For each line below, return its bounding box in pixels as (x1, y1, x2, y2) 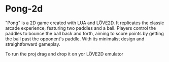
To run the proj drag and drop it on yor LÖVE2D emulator (5, 51, 123, 57)
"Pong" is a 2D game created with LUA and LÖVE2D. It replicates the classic (5, 20, 164, 26)
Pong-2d (5, 3, 43, 15)
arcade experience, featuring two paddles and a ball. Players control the (5, 25, 156, 31)
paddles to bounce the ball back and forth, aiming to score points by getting (5, 30, 164, 36)
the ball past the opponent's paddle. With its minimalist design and (5, 36, 145, 42)
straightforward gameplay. (5, 41, 60, 47)
